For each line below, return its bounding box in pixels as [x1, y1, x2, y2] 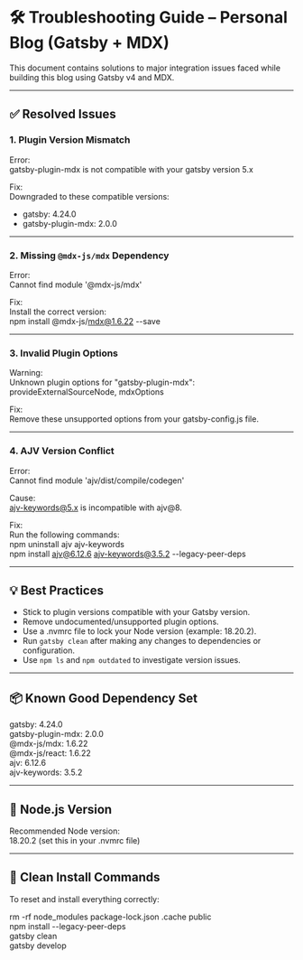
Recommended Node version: [9, 825, 120, 836]
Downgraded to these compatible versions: [9, 191, 170, 201]
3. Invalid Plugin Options [9, 347, 119, 359]
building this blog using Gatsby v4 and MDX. [9, 71, 175, 82]
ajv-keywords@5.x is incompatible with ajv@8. [9, 502, 183, 513]
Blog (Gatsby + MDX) [9, 33, 170, 53]
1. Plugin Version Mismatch [9, 134, 131, 146]
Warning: [9, 368, 43, 378]
